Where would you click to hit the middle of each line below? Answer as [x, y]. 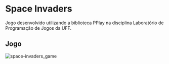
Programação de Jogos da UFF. [38, 28]
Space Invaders [39, 9]
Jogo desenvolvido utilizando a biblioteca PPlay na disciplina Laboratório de [85, 23]
